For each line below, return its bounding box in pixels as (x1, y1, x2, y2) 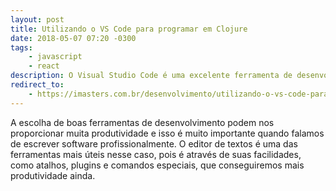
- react (28, 61, 60, 71)
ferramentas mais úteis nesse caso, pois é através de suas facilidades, (10, 148, 302, 160)
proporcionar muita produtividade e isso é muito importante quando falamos (10, 127, 325, 139)
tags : (10, 42, 33, 53)
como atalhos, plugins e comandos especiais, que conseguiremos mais (10, 159, 305, 171)
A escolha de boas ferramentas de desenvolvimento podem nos (10, 116, 275, 128)
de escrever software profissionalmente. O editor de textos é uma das (10, 137, 298, 150)
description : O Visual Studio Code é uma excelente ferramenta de (10, 71, 293, 81)
